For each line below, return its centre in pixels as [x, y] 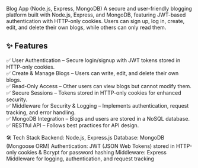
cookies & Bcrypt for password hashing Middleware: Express [92, 152]
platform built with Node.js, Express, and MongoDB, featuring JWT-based [96, 15]
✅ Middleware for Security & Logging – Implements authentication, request [98, 105]
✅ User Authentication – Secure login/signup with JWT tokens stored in [93, 60]
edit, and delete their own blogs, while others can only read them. [86, 27]
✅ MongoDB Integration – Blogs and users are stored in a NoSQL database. [98, 118]
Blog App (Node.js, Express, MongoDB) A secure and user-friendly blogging [99, 9]
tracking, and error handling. [41, 112]
